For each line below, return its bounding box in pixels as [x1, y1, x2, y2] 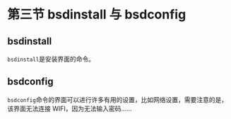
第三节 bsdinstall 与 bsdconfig [7, 6, 186, 23]
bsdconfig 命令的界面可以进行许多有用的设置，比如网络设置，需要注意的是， [7, 95, 228, 103]
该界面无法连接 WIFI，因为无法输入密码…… [7, 104, 132, 113]
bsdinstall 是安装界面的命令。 [7, 55, 95, 63]
